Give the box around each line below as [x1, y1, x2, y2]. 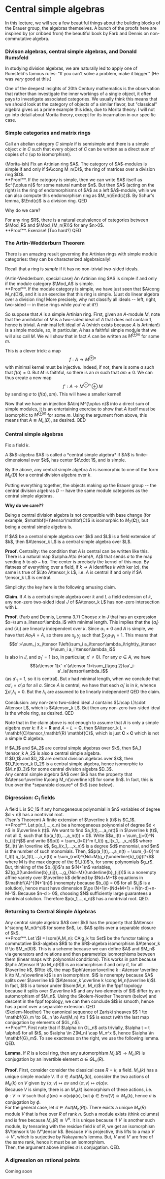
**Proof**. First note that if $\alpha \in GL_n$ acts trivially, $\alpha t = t [5, 1025, 150, 1031]
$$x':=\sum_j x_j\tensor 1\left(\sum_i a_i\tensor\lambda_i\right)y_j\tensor [9, 641, 157, 647]
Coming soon [5, 1168, 33, 1174]
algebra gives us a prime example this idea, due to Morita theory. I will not [5, 106, 155, 112]
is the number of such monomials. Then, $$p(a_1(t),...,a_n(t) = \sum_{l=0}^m [5, 848, 160, 854]
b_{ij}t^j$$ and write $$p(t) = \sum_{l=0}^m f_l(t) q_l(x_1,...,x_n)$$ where [5, 838, 152, 844]
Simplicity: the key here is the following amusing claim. [5, 584, 116, 590]
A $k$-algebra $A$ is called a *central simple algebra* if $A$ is [5, 451, 134, 457]
